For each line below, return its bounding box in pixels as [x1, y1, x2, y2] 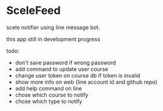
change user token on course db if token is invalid [15, 72, 140, 79]
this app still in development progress [6, 35, 100, 42]
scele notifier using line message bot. [6, 24, 100, 31]
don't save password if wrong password [15, 59, 116, 66]
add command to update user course [15, 65, 108, 73]
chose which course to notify [15, 91, 89, 98]
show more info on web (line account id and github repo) [15, 78, 158, 86]
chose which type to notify [15, 98, 83, 105]
